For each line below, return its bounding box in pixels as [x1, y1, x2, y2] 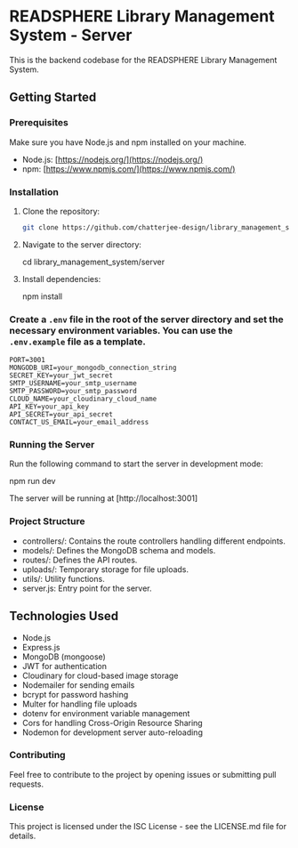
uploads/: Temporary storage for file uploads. [21, 563, 189, 575]
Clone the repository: [21, 206, 101, 216]
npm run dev [9, 476, 56, 487]
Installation [9, 185, 60, 198]
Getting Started [9, 90, 97, 105]
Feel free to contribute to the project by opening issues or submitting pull [9, 769, 277, 779]
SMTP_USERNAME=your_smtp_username [9, 379, 138, 388]
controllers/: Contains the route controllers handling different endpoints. [21, 536, 286, 546]
